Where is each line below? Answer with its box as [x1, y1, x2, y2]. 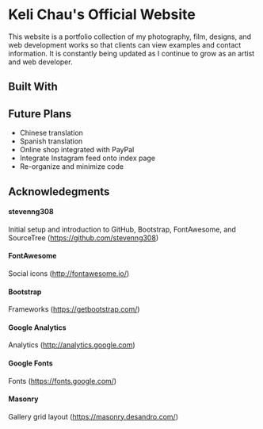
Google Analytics [8, 323, 67, 332]
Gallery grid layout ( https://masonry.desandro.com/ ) [8, 412, 178, 421]
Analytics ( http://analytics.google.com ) [8, 340, 136, 350]
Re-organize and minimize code [19, 162, 124, 171]
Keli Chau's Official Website [8, 6, 196, 24]
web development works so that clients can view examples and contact [8, 40, 242, 49]
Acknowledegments [8, 185, 110, 198]
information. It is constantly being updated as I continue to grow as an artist [8, 48, 255, 58]
